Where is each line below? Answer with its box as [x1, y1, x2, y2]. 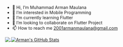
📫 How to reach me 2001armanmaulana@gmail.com [12, 25, 118, 31]
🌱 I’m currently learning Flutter [12, 15, 73, 20]
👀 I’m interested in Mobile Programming [12, 10, 91, 15]
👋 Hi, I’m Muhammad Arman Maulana [12, 5, 87, 10]
